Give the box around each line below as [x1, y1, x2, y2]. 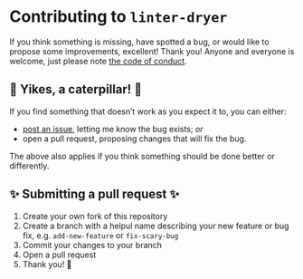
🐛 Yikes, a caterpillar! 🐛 [9, 82, 143, 97]
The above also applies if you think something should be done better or [9, 150, 276, 161]
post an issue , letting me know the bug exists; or [22, 123, 204, 134]
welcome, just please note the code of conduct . [9, 55, 187, 66]
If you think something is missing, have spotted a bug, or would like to [9, 36, 270, 47]
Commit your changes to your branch [22, 239, 163, 250]
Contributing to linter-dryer [9, 6, 228, 27]
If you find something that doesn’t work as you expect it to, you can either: [9, 106, 287, 117]
